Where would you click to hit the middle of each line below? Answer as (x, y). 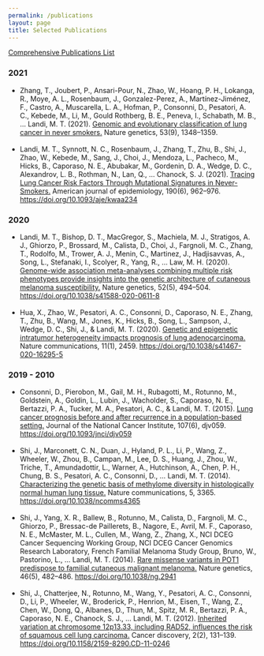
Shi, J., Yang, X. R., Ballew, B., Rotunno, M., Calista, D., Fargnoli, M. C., (133, 518)
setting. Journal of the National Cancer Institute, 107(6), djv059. (123, 425)
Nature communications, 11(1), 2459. (78, 346)
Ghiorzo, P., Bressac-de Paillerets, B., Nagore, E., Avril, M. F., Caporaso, (136, 527)
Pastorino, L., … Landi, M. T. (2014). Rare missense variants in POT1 (129, 560)
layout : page (30, 23)
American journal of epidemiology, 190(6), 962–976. (137, 191)
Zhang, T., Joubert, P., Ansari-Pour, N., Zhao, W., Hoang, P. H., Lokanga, (137, 90)
